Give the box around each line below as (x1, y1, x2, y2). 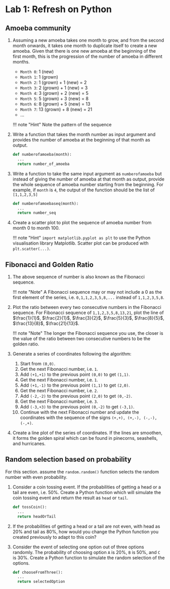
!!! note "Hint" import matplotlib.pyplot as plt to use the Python (12, 235, 151, 241)
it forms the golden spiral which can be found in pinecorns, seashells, (12, 435, 158, 441)
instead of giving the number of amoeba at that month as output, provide (12, 176, 164, 182)
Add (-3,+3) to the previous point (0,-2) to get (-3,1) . (20, 404, 135, 410)
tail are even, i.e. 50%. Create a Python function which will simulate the (12, 489, 161, 495)
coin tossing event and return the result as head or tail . (12, 495, 129, 501)
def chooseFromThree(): (12, 570, 63, 575)
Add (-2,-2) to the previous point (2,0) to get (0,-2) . (20, 393, 133, 399)
